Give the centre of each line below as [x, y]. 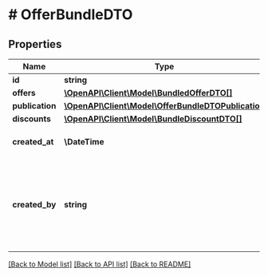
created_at [33, 142]
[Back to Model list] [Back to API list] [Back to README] [100, 264]
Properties [35, 44]
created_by [34, 205]
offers [24, 93]
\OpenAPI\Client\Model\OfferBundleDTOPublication [164, 106]
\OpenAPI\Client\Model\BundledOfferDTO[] [148, 93]
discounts [32, 119]
